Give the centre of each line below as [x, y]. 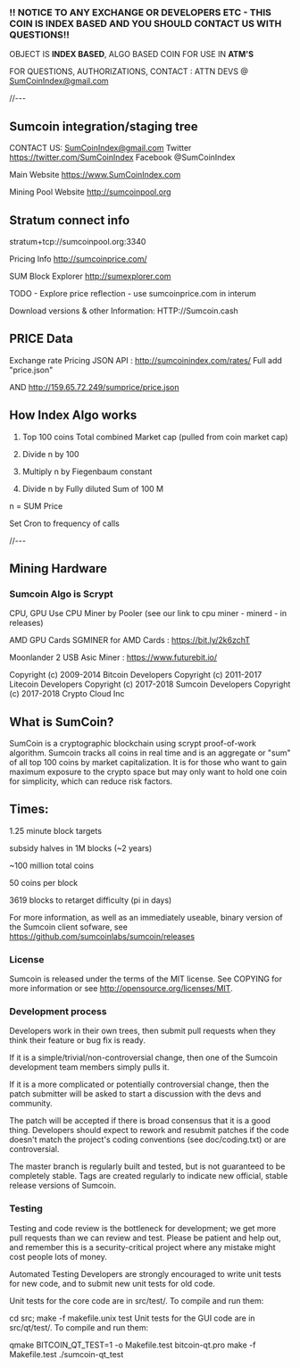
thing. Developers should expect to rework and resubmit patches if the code [149, 1130]
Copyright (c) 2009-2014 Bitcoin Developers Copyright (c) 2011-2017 [136, 675]
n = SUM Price [36, 505]
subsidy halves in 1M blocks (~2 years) [81, 848]
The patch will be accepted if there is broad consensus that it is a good [140, 1121]
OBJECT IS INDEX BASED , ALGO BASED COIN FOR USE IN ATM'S [132, 54]
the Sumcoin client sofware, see [68, 927]
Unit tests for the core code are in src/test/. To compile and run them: [137, 1300]
